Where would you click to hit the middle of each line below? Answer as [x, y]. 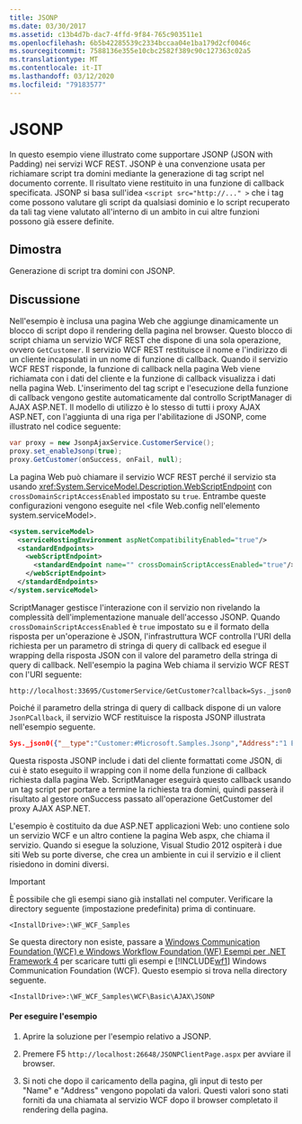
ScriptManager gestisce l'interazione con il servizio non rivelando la [135, 607]
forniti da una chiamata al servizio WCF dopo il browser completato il [150, 1100]
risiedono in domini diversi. [59, 864]
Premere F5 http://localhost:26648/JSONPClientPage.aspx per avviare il [156, 1054]
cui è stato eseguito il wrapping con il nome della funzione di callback [138, 770]
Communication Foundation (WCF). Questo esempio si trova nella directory [148, 970]
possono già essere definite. [62, 221]
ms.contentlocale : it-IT [56, 68]
